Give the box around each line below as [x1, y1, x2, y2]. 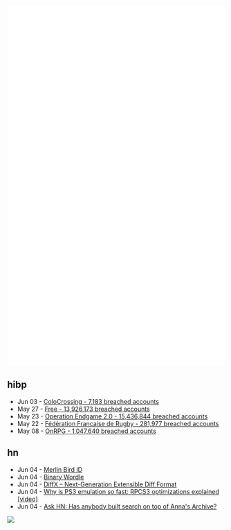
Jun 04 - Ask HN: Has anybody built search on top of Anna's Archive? [17, 502, 217, 511]
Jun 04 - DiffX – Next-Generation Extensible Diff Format [17, 480, 177, 488]
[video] [17, 495, 38, 503]
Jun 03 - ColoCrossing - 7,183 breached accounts [17, 397, 159, 405]
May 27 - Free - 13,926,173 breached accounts [17, 405, 150, 413]
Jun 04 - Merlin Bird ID [17, 465, 83, 473]
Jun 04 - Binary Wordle [17, 472, 84, 481]
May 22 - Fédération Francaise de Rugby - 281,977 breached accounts [17, 419, 219, 427]
